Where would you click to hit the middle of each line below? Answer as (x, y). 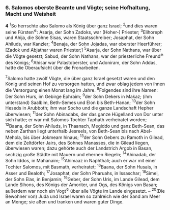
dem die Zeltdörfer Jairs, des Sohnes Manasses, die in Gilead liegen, (77, 143)
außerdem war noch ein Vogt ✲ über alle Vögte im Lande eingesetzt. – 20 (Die (85, 190)
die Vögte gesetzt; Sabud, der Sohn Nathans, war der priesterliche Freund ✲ (84, 56)
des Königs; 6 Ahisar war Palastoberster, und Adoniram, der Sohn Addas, (81, 62)
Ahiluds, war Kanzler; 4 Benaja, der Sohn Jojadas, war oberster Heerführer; (83, 43)
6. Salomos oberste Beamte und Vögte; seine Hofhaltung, (78, 8)
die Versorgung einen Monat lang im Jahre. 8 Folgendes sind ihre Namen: (82, 89)
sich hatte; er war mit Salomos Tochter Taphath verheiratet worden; (76, 119)
